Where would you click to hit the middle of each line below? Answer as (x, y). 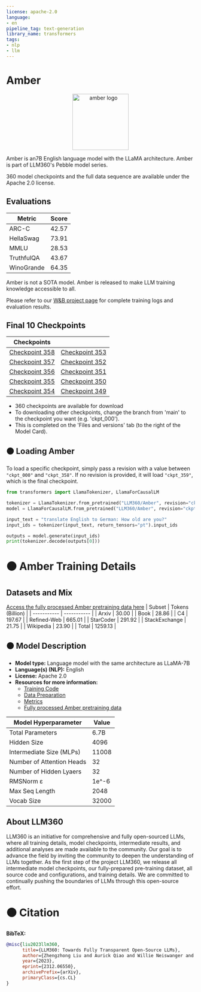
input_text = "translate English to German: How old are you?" (87, 519)
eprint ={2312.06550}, (49, 967)
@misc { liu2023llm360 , (33, 944)
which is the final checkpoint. (42, 481)
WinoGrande (27, 267)
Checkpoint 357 (32, 362)
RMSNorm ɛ (26, 781)
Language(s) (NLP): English (49, 670)
